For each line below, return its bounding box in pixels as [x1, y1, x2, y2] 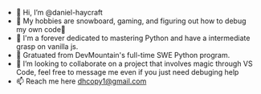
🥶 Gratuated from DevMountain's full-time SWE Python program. [15, 51, 230, 59]
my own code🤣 [15, 25, 66, 34]
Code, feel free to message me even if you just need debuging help [15, 67, 239, 76]
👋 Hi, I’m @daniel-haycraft [15, 8, 103, 17]
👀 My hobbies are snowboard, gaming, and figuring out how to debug [15, 16, 247, 26]
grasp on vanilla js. [15, 42, 79, 51]
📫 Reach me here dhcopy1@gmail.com [15, 76, 147, 86]
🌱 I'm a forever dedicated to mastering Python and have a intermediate [15, 33, 251, 43]
